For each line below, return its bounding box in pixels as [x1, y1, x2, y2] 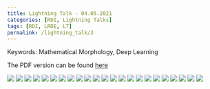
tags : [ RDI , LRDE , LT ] [7, 23, 72, 29]
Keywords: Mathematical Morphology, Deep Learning [7, 48, 158, 56]
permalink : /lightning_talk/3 [7, 29, 94, 36]
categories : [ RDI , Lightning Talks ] [7, 16, 112, 23]
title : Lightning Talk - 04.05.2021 [7, 10, 112, 17]
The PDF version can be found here [7, 61, 108, 69]
